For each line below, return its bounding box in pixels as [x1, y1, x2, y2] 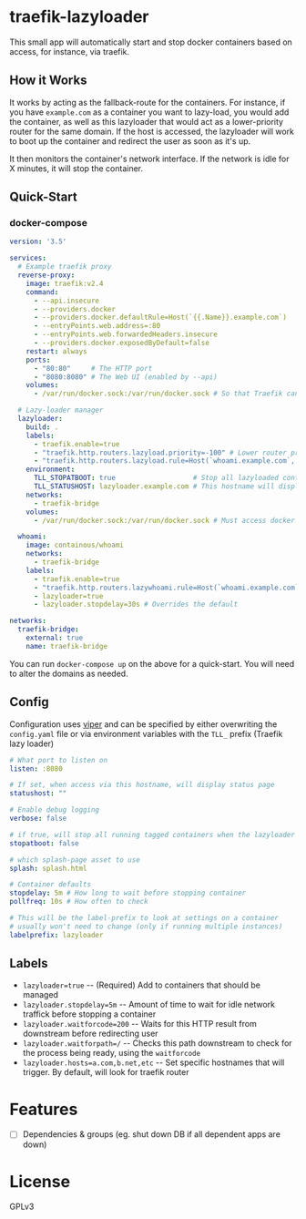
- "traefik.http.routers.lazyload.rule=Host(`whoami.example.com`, [33, 456, 296, 466]
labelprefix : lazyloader [9, 930, 104, 939]
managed [22, 989, 59, 1000]
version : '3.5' [9, 237, 67, 247]
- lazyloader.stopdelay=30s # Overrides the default [33, 599, 239, 609]
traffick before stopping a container [22, 1009, 157, 1019]
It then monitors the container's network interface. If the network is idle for [9, 153, 290, 164]
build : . [25, 422, 59, 432]
